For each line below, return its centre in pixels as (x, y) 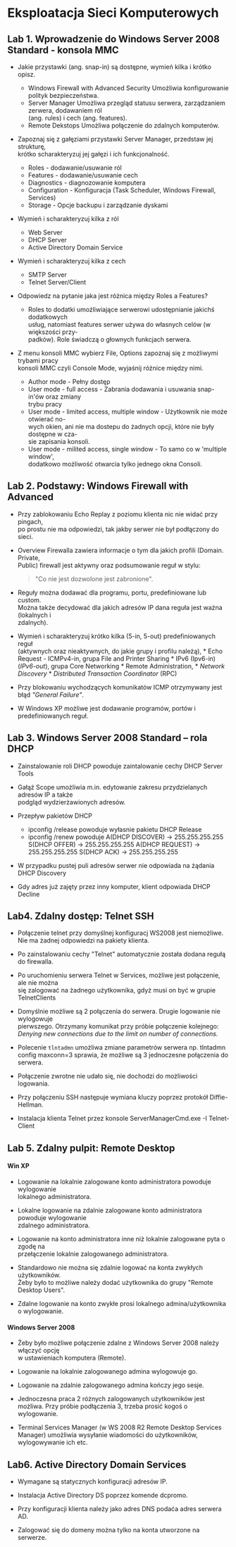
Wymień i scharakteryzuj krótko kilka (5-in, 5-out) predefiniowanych (117, 636)
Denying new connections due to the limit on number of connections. (118, 1034)
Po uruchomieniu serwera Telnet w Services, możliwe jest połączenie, (119, 975)
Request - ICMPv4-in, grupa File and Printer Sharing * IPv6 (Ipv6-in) (117, 658)
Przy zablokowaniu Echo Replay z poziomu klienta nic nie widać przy (118, 514)
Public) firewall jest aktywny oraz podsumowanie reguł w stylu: (109, 565)
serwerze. (32, 1538)
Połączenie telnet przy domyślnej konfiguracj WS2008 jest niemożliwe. (120, 933)
